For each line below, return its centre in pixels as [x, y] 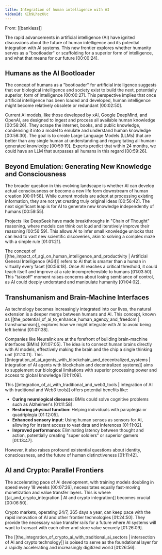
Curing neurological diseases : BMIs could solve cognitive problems [80, 399]
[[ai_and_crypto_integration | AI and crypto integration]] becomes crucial [78, 497]
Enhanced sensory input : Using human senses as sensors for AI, [77, 420]
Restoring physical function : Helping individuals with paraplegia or [79, 409]
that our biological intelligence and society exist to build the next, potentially [81, 90]
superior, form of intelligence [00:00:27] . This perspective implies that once [81, 95]
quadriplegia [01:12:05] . [36, 415]
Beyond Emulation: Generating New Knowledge [78, 166]
